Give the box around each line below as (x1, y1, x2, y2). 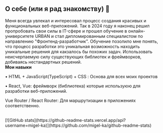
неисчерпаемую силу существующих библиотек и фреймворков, (5, 54, 142, 60)
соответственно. (5, 102, 40, 108)
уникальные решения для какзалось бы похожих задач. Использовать (5, 49, 153, 54)
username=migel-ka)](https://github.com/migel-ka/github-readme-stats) (5, 122, 152, 128)
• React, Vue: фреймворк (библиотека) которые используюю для (5, 83, 141, 89)
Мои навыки (5, 64, 32, 70)
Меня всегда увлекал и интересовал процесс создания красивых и (5, 17, 146, 23)
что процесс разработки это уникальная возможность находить (5, 43, 140, 49)
